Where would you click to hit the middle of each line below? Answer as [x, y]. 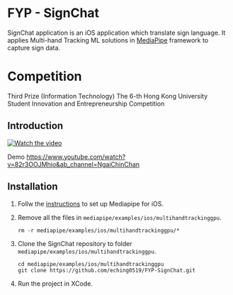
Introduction [35, 126]
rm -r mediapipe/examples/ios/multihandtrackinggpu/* [98, 230]
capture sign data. [34, 48]
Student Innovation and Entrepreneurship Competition [86, 104]
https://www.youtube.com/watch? [76, 157]
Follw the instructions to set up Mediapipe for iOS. [91, 204]
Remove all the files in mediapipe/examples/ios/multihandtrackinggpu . [119, 217]
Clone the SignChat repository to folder [75, 243]
